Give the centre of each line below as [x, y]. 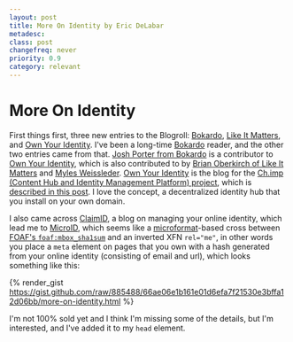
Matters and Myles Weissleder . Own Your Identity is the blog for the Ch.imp [146, 173]
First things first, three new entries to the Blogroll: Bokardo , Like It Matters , [145, 135]
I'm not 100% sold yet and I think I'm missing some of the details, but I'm [142, 318]
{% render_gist [36, 282]
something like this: [45, 265]
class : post [31, 42]
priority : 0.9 [35, 58]
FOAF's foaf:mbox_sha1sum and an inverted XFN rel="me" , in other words [141, 237]
